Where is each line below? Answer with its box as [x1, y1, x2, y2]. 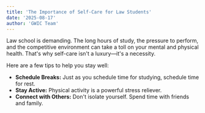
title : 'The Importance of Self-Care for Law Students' [6, 9, 152, 15]
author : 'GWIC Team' [6, 20, 59, 26]
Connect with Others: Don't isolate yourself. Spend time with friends [15, 93, 190, 101]
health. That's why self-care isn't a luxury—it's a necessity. [6, 50, 156, 57]
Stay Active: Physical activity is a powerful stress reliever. [15, 87, 162, 94]
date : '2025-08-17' [6, 15, 56, 21]
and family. [15, 100, 43, 107]
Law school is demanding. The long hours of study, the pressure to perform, [6, 37, 199, 45]
